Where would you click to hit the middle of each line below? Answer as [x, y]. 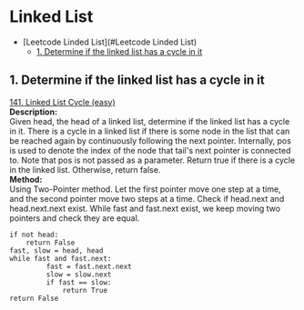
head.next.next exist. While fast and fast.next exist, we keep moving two [145, 208]
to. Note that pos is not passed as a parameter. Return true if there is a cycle [152, 160]
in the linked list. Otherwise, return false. [85, 169]
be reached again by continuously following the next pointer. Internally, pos [150, 140]
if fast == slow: [79, 282]
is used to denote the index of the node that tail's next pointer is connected [150, 150]
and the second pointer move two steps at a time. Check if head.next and [147, 198]
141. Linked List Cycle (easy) [62, 102]
